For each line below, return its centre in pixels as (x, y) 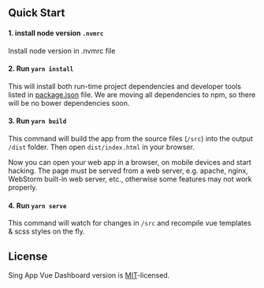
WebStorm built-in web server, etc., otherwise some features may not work (130, 179)
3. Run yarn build (37, 121)
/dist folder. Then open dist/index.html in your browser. (102, 147)
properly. (23, 187)
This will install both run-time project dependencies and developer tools (125, 86)
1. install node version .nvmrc (56, 33)
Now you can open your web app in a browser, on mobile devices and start (130, 162)
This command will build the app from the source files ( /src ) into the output (131, 138)
